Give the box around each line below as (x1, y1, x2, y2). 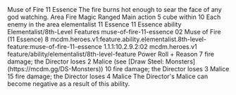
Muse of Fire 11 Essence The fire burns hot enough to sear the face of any (7, 6, 222, 13)
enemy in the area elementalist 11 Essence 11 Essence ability (7, 20, 182, 29)
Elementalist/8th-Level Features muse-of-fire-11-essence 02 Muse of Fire (7, 28, 221, 36)
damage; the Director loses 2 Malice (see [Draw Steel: (7, 57, 164, 66)
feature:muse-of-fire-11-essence (7, 43, 102, 50)
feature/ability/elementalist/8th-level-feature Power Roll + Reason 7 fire (7, 50, 215, 58)
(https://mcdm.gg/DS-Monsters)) (7, 65, 104, 73)
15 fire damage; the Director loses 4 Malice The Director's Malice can (7, 72, 209, 80)
